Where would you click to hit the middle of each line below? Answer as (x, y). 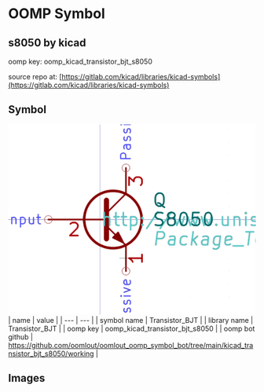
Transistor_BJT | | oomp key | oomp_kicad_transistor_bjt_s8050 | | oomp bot (132, 329)
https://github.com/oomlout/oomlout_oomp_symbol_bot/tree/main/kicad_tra (131, 346)
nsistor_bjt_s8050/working (51, 354)
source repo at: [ (35, 77)
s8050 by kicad (47, 43)
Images (27, 378)
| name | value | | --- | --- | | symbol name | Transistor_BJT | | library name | (131, 321)
